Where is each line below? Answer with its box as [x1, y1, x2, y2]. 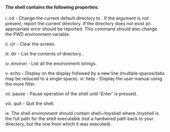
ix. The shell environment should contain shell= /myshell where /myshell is [5, 110, 159, 116]
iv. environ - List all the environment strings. [5, 60, 97, 67]
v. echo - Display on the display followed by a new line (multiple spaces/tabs [5, 71, 165, 77]
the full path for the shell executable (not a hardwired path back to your [5, 116, 154, 122]
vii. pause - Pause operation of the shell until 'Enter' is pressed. [5, 91, 138, 97]
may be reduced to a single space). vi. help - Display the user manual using [5, 76, 162, 82]
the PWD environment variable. [5, 31, 70, 37]
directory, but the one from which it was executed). [5, 121, 112, 127]
